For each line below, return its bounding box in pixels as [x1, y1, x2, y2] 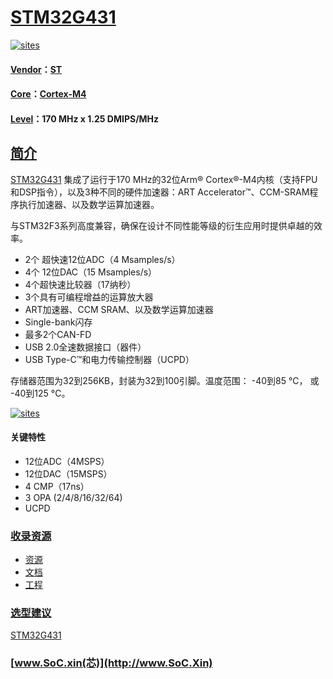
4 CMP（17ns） [24, 480, 90, 492]
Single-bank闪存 [24, 316, 93, 328]
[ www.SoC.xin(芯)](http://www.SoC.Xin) [10, 656, 213, 670]
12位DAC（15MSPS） [24, 467, 113, 480]
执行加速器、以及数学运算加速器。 [18, 198, 160, 210]
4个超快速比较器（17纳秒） [24, 278, 137, 290]
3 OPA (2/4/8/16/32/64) [24, 491, 123, 503]
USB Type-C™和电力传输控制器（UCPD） [24, 353, 195, 365]
